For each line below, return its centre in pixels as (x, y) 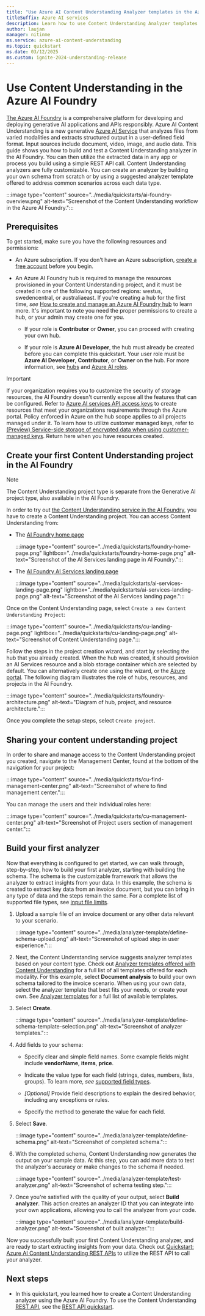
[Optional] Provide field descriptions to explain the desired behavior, (110, 1093)
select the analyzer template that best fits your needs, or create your (101, 989)
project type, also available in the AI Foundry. (63, 498)
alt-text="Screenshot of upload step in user (125, 939)
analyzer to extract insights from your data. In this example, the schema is (99, 882)
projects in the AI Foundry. (40, 684)
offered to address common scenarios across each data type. (84, 183)
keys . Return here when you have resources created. (98, 436)
